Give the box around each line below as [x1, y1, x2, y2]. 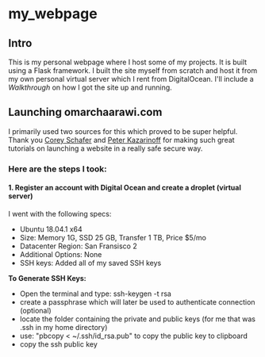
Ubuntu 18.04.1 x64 [19, 224, 83, 234]
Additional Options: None [19, 249, 102, 259]
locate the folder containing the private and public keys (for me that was [19, 314, 256, 324]
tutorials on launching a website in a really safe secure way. [8, 144, 203, 153]
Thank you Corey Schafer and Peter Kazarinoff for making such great [8, 135, 236, 144]
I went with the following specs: [8, 209, 112, 218]
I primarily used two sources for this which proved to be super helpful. [8, 126, 238, 136]
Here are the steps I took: [8, 163, 107, 175]
